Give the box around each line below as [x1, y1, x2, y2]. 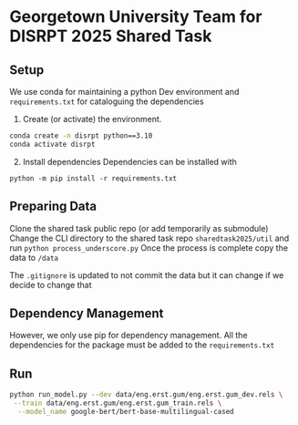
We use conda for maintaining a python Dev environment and [9, 87, 240, 97]
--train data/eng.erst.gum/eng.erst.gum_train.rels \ [13, 399, 222, 408]
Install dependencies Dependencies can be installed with [22, 156, 237, 167]
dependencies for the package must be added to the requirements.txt [9, 339, 275, 350]
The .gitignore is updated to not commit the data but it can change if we [9, 269, 284, 280]
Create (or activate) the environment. [22, 114, 162, 124]
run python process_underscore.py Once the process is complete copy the [9, 242, 289, 253]
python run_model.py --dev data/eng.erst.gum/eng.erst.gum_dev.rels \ [9, 390, 283, 399]
